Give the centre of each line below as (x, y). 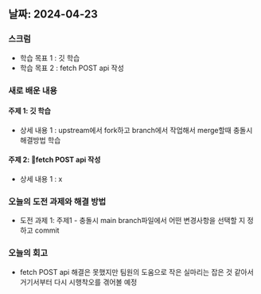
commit (47, 230)
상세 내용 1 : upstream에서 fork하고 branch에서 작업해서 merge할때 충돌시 (136, 130)
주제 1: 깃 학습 (30, 111)
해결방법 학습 (40, 140)
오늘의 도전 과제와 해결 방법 (57, 202)
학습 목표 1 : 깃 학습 (50, 57)
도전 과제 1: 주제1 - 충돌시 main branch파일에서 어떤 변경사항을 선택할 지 (132, 221)
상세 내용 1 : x (41, 179)
